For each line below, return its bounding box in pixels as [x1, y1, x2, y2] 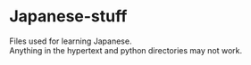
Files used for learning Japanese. [9, 36, 132, 46]
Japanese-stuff [9, 6, 128, 27]
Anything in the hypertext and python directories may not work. [9, 45, 243, 55]
